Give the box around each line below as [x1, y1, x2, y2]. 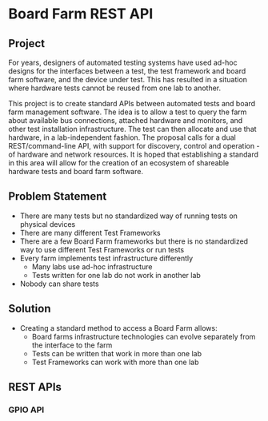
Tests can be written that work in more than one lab [31, 348, 202, 358]
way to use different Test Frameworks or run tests [19, 244, 185, 254]
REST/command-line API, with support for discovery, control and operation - [8, 141, 260, 150]
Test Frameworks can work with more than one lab [31, 357, 199, 367]
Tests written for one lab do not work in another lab [31, 270, 202, 280]
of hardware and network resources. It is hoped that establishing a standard [8, 149, 258, 159]
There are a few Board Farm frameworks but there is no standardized [19, 236, 249, 246]
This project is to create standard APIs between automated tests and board [8, 99, 256, 108]
